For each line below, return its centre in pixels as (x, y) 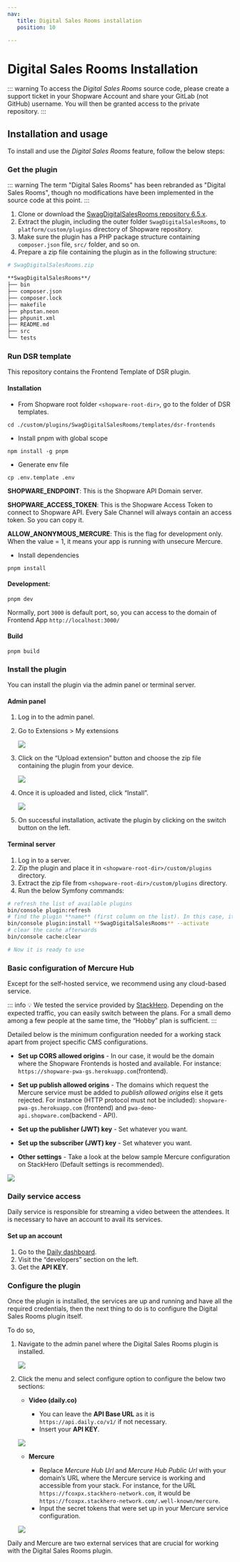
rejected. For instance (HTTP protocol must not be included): (107, 1100)
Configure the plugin (44, 1285)
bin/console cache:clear (44, 937)
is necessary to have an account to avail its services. (85, 1220)
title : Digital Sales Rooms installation (79, 21)
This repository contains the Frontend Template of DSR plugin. (99, 372)
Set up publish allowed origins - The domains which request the (113, 1085)
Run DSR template (39, 356)
